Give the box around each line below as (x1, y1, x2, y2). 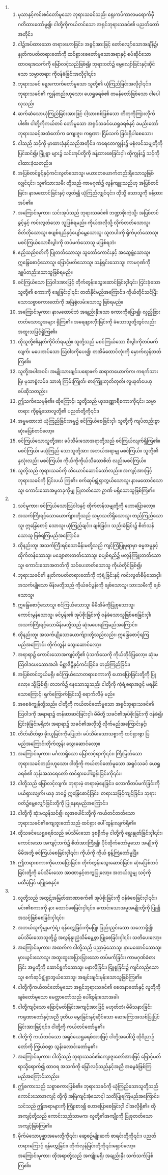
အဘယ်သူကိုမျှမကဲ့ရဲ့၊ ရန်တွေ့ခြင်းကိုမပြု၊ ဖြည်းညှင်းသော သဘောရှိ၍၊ (17, 925, 154, 930)
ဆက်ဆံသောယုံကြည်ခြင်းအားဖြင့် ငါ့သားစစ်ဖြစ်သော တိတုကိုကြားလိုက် (17, 111, 155, 117)
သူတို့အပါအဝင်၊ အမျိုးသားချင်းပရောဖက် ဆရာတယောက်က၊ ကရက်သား (17, 368, 158, 374)
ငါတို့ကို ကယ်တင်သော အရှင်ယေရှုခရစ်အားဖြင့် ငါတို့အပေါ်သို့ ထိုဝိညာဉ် (17, 1034, 155, 1039)
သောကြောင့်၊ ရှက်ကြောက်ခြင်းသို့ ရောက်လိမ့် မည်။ (17, 691, 115, 697)
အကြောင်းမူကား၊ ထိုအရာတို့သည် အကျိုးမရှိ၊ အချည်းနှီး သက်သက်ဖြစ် (17, 1152, 154, 1159)
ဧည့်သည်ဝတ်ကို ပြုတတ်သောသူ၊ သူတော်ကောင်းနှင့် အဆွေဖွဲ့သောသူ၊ (17, 249, 150, 255)
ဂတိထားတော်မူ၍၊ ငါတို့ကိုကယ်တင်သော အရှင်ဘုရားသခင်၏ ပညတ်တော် (17, 21, 159, 27)
